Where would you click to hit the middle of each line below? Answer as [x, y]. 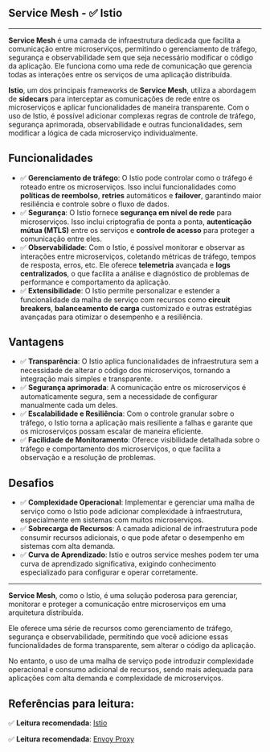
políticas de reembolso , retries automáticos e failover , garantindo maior [141, 195]
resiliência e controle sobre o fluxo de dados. [95, 204]
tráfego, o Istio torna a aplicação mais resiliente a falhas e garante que [136, 423]
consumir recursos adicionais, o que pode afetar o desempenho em [132, 538]
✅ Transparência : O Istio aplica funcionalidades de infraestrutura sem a [139, 361]
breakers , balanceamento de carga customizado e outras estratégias [136, 308]
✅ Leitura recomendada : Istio [58, 723]
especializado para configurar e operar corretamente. [109, 572]
